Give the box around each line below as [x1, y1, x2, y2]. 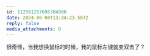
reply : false [6, 20, 40, 26]
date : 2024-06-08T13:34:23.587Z [6, 15, 88, 21]
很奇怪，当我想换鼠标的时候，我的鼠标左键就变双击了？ [6, 43, 145, 51]
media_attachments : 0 [6, 26, 62, 32]
